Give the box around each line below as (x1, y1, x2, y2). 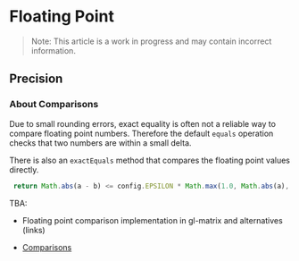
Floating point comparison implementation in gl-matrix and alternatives (21, 215, 283, 225)
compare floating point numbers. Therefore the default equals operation (9, 128, 274, 139)
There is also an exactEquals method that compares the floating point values (9, 155, 290, 165)
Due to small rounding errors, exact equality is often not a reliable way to (9, 118, 277, 129)
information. (30, 45, 76, 55)
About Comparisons (9, 98, 99, 111)
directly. (9, 164, 39, 175)
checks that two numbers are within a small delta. (9, 137, 192, 148)
